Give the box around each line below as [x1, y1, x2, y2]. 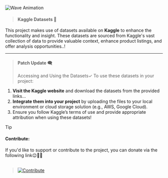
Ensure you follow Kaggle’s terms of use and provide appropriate [12, 109, 146, 115]
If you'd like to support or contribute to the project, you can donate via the [5, 147, 157, 153]
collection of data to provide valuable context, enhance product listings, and [5, 38, 162, 44]
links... [12, 93, 26, 99]
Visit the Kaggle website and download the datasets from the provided [12, 88, 160, 94]
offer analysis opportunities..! [5, 43, 66, 50]
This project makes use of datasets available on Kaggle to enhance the [5, 28, 151, 34]
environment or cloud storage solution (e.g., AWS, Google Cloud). [12, 104, 148, 110]
